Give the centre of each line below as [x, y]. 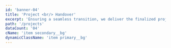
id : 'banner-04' [22, 10]
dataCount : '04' [22, 28]
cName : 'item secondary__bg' [36, 33]
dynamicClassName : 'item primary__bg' [46, 38]
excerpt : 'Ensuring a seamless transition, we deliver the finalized [81, 19]
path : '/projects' [25, 24]
